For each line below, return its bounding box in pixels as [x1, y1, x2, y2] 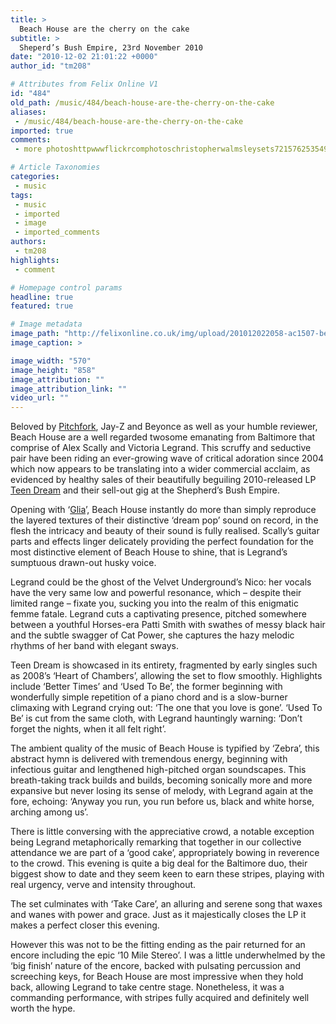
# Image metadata [10, 319, 83, 330]
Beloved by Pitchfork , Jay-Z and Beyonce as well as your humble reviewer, [10, 421, 318, 433]
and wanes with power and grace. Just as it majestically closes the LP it [10, 909, 307, 921]
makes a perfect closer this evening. [10, 919, 160, 931]
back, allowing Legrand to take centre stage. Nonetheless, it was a [10, 981, 285, 993]
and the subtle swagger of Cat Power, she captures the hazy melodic [10, 629, 295, 641]
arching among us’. [10, 806, 89, 818]
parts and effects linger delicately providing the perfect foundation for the [10, 536, 314, 548]
